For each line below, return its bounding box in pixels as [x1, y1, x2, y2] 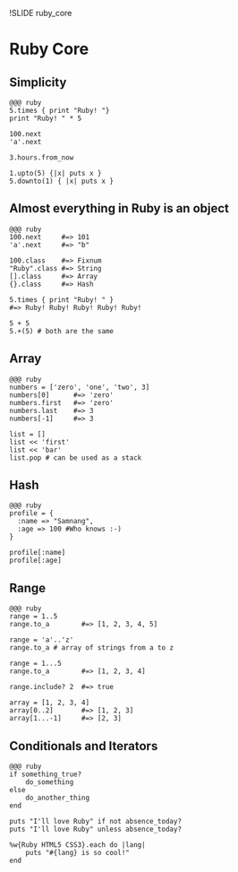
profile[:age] [9, 556, 63, 566]
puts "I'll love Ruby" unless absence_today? [9, 825, 182, 834]
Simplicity [9, 74, 67, 90]
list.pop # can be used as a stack [9, 453, 142, 462]
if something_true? [9, 770, 82, 779]
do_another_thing [25, 793, 90, 803]
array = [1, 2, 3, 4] [9, 698, 90, 707]
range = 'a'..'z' [9, 635, 74, 644]
